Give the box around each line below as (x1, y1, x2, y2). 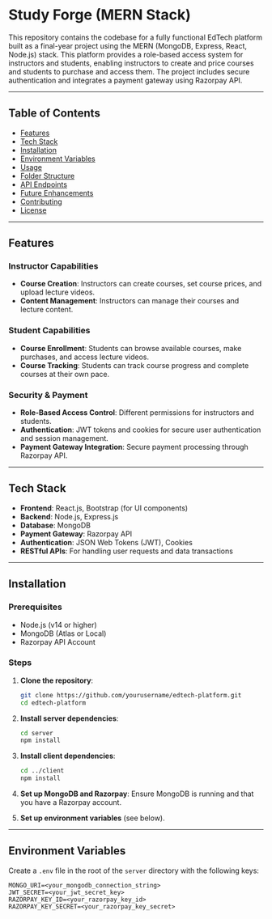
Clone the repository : (19, 675, 94, 685)
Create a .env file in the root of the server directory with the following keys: (8, 866, 259, 875)
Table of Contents (8, 107, 101, 121)
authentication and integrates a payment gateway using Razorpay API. (8, 75, 243, 85)
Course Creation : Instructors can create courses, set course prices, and (19, 279, 262, 289)
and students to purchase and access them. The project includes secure (8, 66, 250, 76)
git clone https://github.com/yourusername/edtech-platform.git (19, 691, 242, 699)
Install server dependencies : (19, 714, 119, 723)
